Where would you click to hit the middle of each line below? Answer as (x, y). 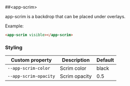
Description (76, 60)
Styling (14, 47)
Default (105, 60)
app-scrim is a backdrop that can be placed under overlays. (65, 16)
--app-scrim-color (29, 68)
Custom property (32, 60)
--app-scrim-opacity (31, 76)
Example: (14, 26)
